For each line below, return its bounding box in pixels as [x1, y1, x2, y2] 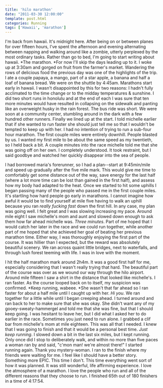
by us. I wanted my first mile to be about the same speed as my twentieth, [5, 137, 153, 143]
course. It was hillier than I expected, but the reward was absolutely [5, 240, 140, 245]
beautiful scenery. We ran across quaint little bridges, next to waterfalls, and [5, 244, 158, 251]
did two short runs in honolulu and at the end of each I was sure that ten [5, 95, 149, 101]
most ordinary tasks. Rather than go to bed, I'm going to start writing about [5, 54, 154, 60]
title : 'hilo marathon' [5, 7, 53, 12]
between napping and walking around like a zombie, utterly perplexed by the [5, 49, 158, 55]
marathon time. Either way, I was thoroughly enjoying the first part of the [5, 234, 150, 240]
